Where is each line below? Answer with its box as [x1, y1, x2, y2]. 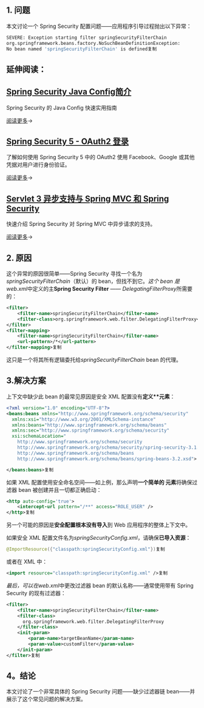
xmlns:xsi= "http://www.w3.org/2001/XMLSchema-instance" [12, 416, 156, 423]
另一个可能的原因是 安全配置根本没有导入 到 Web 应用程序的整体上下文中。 [6, 521, 191, 529]
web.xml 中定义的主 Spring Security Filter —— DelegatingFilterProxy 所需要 [6, 285, 193, 293]
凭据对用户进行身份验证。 [6, 161, 70, 168]
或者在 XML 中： [6, 558, 47, 565]
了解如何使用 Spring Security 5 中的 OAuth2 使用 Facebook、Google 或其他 [6, 154, 195, 161]
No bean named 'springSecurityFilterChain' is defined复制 [6, 46, 157, 52]
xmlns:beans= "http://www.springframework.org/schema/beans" [12, 422, 167, 428]
